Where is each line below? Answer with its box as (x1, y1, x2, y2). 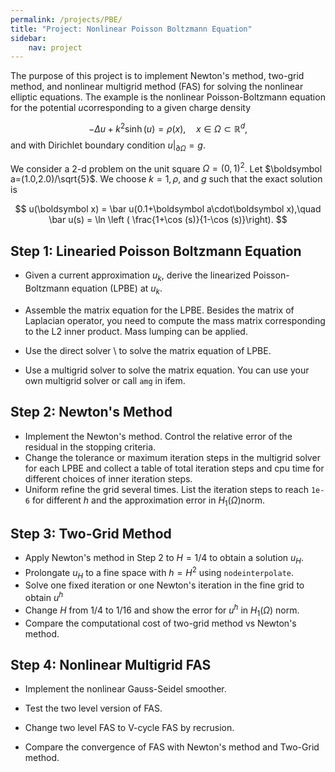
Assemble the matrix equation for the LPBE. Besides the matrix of (24, 304, 295, 316)
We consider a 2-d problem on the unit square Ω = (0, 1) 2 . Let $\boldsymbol (10, 161, 323, 175)
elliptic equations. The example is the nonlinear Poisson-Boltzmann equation (10, 91, 326, 103)
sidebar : (10, 33, 47, 43)
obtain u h (24, 590, 64, 604)
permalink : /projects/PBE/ (10, 14, 123, 25)
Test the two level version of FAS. (24, 702, 163, 715)
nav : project (28, 42, 83, 53)
